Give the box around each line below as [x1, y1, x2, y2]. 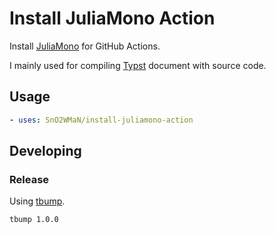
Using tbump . [9, 195, 66, 207]
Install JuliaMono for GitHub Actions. [9, 40, 161, 52]
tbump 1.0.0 [9, 215, 59, 225]
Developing [9, 143, 82, 160]
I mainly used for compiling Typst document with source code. [9, 59, 267, 71]
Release [9, 172, 50, 186]
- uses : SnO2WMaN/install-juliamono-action [9, 115, 194, 125]
